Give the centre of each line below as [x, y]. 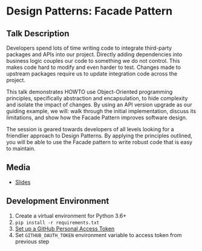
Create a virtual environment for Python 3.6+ [71, 215]
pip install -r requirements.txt [57, 223]
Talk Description [38, 34]
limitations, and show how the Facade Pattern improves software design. [97, 117]
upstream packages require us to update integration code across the [92, 73]
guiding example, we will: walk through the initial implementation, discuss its [101, 111]
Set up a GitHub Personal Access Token [65, 229]
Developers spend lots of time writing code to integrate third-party [89, 48]
